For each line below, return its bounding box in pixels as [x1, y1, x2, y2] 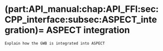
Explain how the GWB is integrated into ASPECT [4, 41, 105, 46]
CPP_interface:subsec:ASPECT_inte [4, 14, 157, 25]
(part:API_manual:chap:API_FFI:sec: [4, 3, 159, 15]
